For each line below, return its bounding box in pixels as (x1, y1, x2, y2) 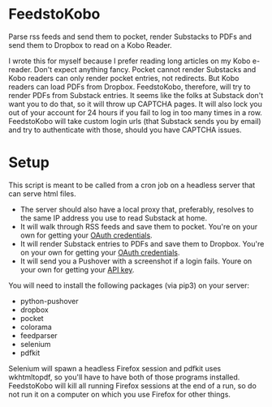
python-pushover (19, 296, 79, 306)
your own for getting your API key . (19, 264, 135, 274)
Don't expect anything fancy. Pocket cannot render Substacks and (33, 64, 257, 74)
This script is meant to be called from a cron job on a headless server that (8, 180, 256, 190)
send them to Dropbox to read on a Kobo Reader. (8, 40, 172, 49)
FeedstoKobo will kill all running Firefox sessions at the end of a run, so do (8, 380, 257, 390)
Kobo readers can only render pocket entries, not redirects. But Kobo (8, 73, 240, 83)
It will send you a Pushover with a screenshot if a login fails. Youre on (19, 256, 253, 266)
